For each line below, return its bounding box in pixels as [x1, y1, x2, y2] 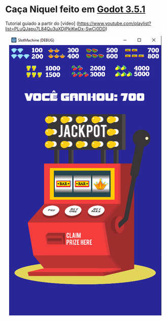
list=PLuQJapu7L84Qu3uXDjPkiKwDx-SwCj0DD [5, 25, 106, 31]
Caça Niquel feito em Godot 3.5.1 [5, 4, 146, 15]
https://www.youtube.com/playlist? [78, 20, 151, 26]
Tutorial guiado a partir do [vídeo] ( [5, 20, 79, 26]
